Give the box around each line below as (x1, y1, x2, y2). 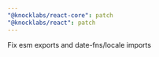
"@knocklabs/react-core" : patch (7, 11, 113, 20)
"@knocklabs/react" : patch (7, 19, 96, 27)
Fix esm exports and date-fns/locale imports (7, 40, 151, 49)
